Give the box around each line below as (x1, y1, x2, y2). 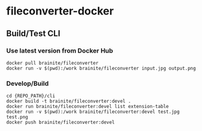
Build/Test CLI (6, 28, 60, 39)
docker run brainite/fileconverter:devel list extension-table (6, 104, 169, 110)
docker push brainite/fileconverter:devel (6, 120, 115, 126)
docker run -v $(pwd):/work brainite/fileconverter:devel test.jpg (6, 109, 180, 115)
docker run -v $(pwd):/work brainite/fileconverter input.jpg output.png (6, 65, 197, 71)
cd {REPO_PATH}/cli (6, 93, 56, 99)
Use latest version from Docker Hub (6, 46, 114, 55)
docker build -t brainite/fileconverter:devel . (6, 98, 131, 104)
